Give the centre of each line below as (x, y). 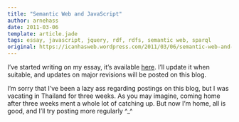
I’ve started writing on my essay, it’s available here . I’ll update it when (108, 67)
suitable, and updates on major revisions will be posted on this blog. (107, 74)
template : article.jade (43, 34)
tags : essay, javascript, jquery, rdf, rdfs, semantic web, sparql (110, 40)
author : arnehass (33, 21)
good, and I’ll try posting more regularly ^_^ (70, 111)
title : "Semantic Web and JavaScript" (65, 14)
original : (22, 47)
